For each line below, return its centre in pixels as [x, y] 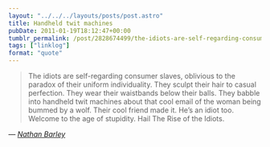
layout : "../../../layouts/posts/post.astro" [86, 16]
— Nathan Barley [37, 134]
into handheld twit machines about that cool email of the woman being [144, 102]
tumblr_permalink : [39, 38]
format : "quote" [35, 53]
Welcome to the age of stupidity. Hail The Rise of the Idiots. [126, 118]
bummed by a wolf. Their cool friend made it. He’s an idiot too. [131, 110]
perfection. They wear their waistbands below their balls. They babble [144, 93]
